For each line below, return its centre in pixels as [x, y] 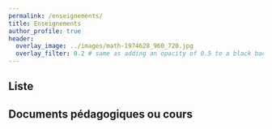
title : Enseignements [45, 24]
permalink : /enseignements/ [56, 16]
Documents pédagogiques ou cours [100, 114]
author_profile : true [45, 31]
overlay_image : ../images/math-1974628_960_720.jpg [105, 46]
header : [21, 39]
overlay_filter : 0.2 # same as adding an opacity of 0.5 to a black [134, 54]
